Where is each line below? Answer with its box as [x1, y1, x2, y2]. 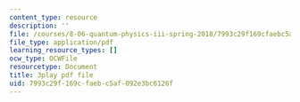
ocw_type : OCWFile [9, 54, 78, 63]
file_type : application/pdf [9, 37, 114, 47]
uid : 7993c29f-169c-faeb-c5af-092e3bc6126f [9, 79, 174, 88]
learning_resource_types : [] [9, 46, 118, 55]
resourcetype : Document [9, 63, 98, 72]
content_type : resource [9, 12, 98, 22]
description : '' [9, 21, 70, 30]
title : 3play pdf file [9, 71, 94, 80]
